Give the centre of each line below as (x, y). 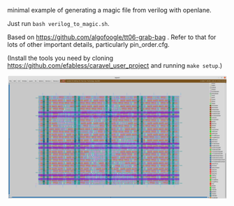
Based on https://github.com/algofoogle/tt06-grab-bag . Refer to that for (112, 37)
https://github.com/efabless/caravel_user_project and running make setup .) (115, 65)
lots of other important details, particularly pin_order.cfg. (88, 44)
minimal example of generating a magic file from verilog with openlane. (109, 10)
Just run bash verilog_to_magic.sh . (58, 23)
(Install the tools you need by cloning (60, 58)
